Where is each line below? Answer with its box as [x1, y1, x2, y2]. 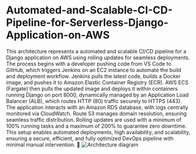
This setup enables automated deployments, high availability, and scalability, [6, 128, 191, 135]
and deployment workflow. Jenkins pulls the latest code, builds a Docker [6, 73, 181, 80]
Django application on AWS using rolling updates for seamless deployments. [6, 54, 190, 61]
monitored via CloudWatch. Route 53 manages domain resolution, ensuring [6, 109, 187, 117]
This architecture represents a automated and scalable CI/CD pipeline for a [6, 47, 187, 54]
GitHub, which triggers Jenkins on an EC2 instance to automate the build [6, 66, 181, 73]
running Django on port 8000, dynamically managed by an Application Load [6, 91, 189, 98]
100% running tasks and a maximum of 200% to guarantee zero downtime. [6, 122, 187, 129]
